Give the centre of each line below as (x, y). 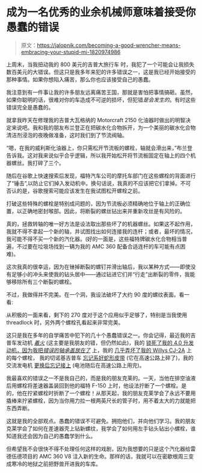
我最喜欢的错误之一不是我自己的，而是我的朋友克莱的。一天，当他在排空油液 (101, 378)
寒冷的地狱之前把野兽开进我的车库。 (56, 463)
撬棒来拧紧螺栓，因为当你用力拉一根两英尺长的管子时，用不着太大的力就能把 (101, 400)
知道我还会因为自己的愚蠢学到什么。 (51, 436)
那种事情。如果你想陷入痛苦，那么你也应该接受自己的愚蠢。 (80, 79)
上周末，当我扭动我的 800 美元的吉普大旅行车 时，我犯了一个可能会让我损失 (100, 64)
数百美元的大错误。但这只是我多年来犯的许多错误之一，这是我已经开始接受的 (101, 72)
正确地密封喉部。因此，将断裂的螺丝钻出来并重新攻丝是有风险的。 (103, 211)
